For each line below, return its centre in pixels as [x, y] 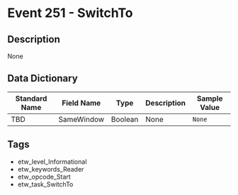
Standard [31, 99]
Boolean [125, 119]
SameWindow [81, 119]
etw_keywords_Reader [51, 169]
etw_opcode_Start [44, 177]
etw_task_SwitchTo [45, 184]
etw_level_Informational [52, 162]
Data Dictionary [42, 78]
